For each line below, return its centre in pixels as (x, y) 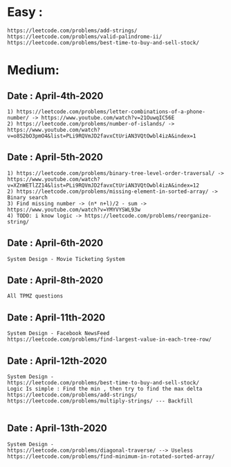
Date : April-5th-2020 (55, 157)
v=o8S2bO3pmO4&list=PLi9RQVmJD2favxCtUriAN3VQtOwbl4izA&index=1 (102, 136)
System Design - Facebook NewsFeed (58, 334)
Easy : (25, 12)
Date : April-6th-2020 (55, 243)
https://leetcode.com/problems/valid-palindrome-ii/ (85, 36)
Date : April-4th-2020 (55, 95)
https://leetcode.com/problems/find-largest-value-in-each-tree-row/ (110, 340)
